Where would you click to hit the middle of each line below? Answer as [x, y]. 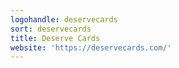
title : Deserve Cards [55, 38]
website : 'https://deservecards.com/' [91, 47]
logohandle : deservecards [64, 19]
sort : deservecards [51, 29]
